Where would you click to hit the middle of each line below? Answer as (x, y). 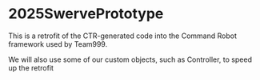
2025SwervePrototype (86, 14)
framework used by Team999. (58, 44)
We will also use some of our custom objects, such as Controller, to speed (130, 59)
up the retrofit (31, 67)
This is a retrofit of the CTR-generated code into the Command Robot (123, 36)
